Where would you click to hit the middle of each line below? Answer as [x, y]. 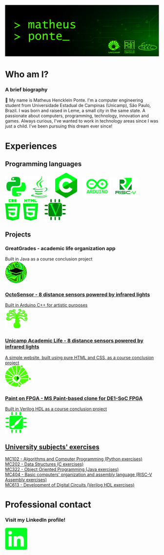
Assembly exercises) [26, 480]
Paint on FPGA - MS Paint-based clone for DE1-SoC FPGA [74, 398]
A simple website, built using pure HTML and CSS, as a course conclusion [80, 357]
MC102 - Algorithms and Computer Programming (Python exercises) [74, 459]
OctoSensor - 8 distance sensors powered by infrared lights [78, 294]
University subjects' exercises [52, 447]
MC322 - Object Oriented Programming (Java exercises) [62, 469]
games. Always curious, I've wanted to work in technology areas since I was [82, 121]
